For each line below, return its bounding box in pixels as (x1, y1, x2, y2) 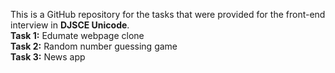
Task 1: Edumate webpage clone (10, 30, 145, 41)
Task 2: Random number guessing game (10, 40, 178, 52)
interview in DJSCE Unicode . (10, 19, 130, 31)
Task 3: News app (10, 51, 86, 63)
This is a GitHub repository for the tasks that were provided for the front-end (10, 9, 326, 20)
